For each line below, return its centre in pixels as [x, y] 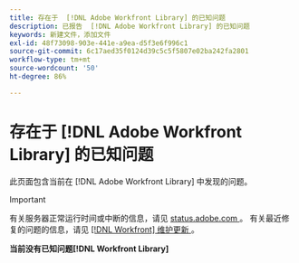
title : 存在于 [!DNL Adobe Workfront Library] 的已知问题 [118, 18]
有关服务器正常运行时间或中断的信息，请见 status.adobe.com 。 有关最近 [146, 218]
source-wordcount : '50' [54, 69]
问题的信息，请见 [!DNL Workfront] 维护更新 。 [112, 229]
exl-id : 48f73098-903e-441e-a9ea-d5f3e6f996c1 [99, 43]
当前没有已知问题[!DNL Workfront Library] [89, 249]
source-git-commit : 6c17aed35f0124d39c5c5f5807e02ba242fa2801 [129, 52]
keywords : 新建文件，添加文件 [60, 34]
